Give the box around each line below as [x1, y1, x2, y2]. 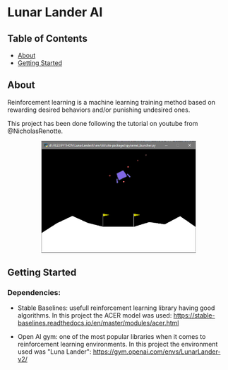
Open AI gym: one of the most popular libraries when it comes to [17, 333, 206, 341]
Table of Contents [7, 33, 88, 45]
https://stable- [173, 311, 215, 320]
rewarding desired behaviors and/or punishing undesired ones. [7, 105, 191, 114]
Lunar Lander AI [7, 4, 103, 21]
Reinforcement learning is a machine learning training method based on [7, 98, 215, 106]
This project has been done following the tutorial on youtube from [7, 119, 198, 127]
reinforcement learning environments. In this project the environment [17, 340, 218, 349]
